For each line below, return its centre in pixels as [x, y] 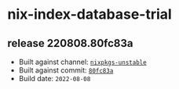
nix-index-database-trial [89, 14]
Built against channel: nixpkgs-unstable [82, 62]
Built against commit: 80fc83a [66, 70]
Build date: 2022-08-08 [55, 78]
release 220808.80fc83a [70, 43]
